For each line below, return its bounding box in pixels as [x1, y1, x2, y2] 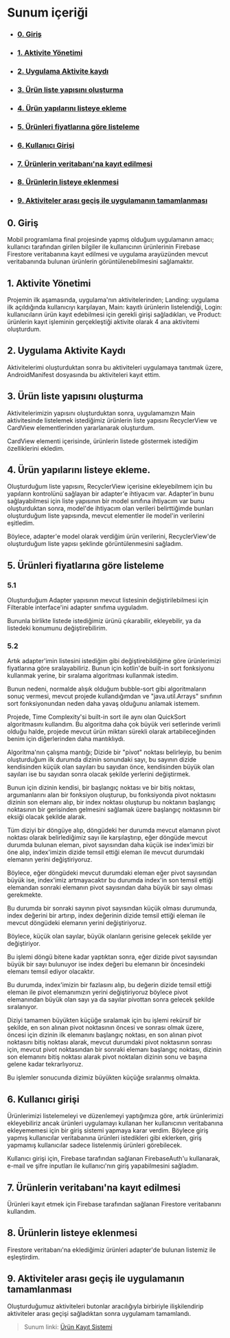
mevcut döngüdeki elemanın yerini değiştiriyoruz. [7, 919, 147, 927]
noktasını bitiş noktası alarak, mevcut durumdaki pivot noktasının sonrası [7, 1038, 212, 1046]
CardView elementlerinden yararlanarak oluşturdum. [7, 423, 155, 432]
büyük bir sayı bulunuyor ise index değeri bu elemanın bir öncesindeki [7, 960, 205, 969]
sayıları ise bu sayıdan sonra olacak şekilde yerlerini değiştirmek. [7, 770, 191, 778]
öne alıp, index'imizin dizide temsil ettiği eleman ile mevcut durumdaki [7, 848, 205, 856]
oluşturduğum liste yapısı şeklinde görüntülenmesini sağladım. [7, 540, 183, 548]
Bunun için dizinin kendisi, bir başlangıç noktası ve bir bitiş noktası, [7, 784, 196, 792]
